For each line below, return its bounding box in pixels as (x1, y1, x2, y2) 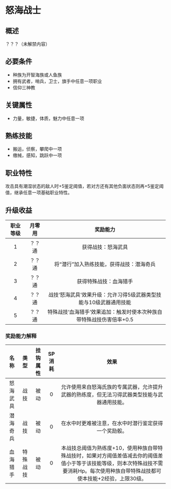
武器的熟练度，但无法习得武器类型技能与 (61, 391, 158, 398)
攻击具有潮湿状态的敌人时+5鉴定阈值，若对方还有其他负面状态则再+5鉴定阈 (5, 183, 164, 189)
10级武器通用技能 (89, 299, 131, 306)
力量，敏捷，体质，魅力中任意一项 (12, 115, 84, 121)
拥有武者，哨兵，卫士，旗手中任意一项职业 (12, 78, 102, 84)
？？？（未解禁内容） (5, 41, 50, 47)
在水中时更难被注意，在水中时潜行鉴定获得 (61, 420, 163, 427)
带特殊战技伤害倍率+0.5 (76, 316, 134, 323)
